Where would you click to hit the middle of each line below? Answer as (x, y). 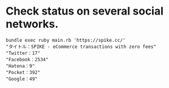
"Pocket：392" (23, 72)
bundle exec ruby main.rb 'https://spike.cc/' (66, 40)
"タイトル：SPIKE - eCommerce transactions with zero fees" (81, 47)
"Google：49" (22, 79)
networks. (32, 24)
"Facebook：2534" (27, 59)
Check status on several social (84, 11)
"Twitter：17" (23, 53)
